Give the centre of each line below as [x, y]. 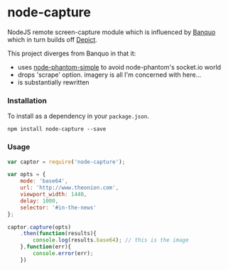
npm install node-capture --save [57, 129]
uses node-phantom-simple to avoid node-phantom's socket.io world [119, 67]
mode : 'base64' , [44, 181]
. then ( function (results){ [59, 234]
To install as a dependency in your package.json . [78, 116]
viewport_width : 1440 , [54, 195]
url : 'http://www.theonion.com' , [70, 188]
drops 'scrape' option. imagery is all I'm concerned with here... [109, 75]
